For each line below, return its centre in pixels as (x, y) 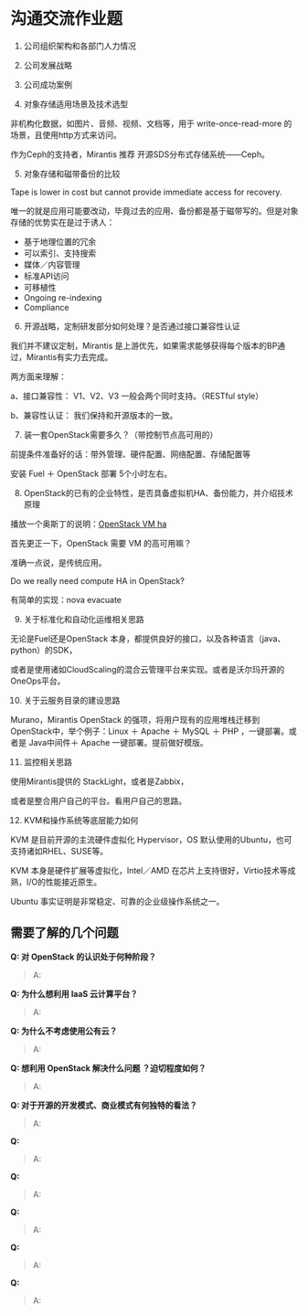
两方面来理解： (38, 376)
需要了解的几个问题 (64, 933)
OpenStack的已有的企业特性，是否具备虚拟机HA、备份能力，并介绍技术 (158, 493)
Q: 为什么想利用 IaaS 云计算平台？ (74, 993)
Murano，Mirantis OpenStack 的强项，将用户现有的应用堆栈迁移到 (135, 719)
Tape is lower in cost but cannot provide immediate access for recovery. (146, 192)
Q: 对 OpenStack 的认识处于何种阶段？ (84, 957)
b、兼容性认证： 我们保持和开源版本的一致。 (94, 415)
